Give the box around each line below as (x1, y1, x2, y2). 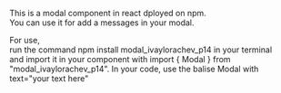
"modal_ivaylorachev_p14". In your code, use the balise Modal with (9, 63, 259, 74)
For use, (9, 35, 41, 45)
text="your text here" (9, 73, 89, 84)
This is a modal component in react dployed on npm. (9, 8, 206, 18)
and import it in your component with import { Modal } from (9, 54, 231, 64)
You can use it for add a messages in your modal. (9, 17, 195, 28)
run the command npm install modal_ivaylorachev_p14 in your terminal (9, 44, 273, 55)
